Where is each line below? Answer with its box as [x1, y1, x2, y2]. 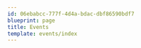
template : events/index [7, 30, 78, 37]
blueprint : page [7, 17, 55, 24]
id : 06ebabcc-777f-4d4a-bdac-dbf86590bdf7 [7, 10, 135, 18]
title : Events [7, 23, 50, 30]
